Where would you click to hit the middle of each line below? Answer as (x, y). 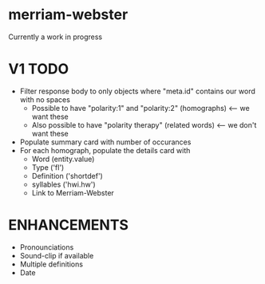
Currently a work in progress (55, 37)
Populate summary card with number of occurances (105, 142)
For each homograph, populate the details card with (105, 150)
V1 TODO (39, 69)
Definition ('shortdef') (67, 176)
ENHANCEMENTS (69, 225)
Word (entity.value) (63, 159)
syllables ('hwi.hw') (63, 184)
